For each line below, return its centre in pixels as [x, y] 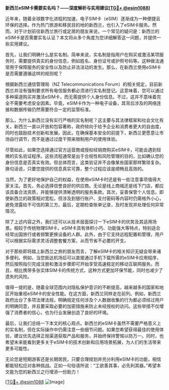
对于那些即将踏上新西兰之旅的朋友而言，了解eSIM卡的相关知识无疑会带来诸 [83, 251]
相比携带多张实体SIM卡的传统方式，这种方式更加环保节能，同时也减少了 [89, 270]
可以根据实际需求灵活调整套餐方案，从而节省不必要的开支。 [67, 241]
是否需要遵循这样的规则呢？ [34, 73]
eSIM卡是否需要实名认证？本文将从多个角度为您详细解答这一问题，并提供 [81, 38]
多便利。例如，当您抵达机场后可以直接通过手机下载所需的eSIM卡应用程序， [83, 258]
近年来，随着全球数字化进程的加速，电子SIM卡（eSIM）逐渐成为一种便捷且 [83, 19]
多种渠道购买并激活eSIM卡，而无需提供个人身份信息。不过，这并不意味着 [81, 97]
